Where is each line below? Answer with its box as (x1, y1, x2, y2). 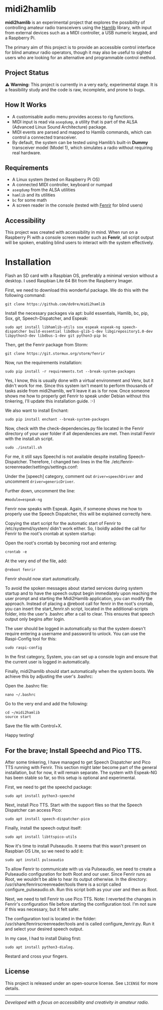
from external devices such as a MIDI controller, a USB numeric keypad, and (5, 30, 158, 35)
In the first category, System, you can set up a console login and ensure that (5, 654, 158, 660)
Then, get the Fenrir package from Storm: (5, 342, 88, 348)
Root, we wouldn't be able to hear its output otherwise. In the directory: (5, 876, 147, 882)
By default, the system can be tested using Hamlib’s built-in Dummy (12, 139, 148, 145)
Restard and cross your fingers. (5, 953, 68, 959)
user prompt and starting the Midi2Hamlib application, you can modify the (5, 596, 153, 602)
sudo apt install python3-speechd (5, 793, 75, 798)
